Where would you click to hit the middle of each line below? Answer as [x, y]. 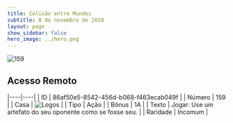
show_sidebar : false [37, 33]
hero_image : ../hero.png [43, 39]
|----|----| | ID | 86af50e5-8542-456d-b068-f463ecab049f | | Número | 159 [116, 97]
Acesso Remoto [42, 81]
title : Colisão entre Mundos [49, 13]
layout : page [26, 26]
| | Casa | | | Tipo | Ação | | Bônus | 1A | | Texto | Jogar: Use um [111, 104]
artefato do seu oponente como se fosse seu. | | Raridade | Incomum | [108, 112]
